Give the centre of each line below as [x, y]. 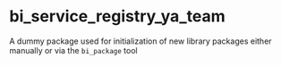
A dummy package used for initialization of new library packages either [140, 41]
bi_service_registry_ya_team [117, 16]
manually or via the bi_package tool [73, 50]
